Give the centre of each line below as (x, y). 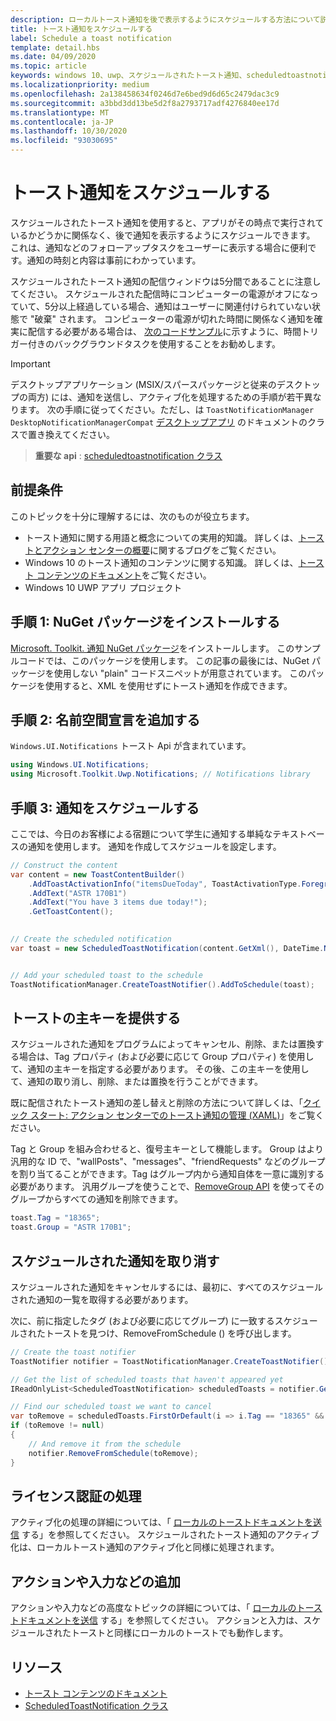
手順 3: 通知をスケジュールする (105, 807)
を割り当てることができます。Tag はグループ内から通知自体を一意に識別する (167, 1174)
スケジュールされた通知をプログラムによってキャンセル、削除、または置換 (163, 1044)
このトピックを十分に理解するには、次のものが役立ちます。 (132, 516)
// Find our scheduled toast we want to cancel (111, 1407)
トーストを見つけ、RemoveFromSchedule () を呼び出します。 (170, 1333)
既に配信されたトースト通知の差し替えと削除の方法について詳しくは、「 (156, 1103)
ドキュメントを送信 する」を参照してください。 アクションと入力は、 (161, 1620)
